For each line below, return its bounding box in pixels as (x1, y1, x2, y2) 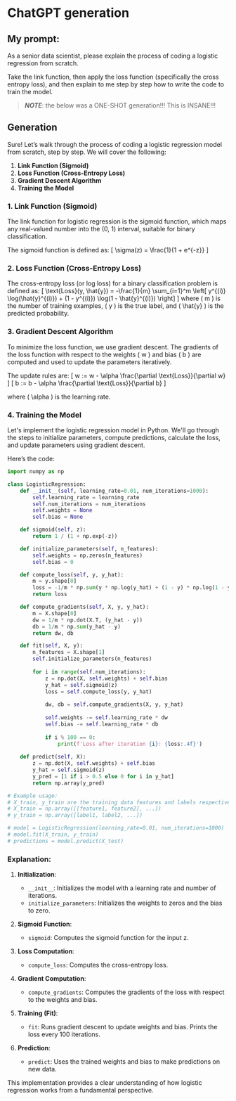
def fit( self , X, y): (20, 642, 83, 650)
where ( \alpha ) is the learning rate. (7, 392, 111, 401)
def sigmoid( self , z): (20, 526, 86, 534)
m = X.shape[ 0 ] (32, 610, 77, 617)
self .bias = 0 (32, 558, 74, 565)
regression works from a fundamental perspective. (7, 1086, 155, 1095)
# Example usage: (7, 792, 58, 799)
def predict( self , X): (20, 754, 86, 761)
